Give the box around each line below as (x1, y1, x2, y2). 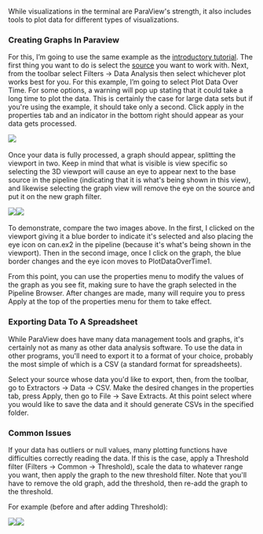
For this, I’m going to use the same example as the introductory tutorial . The (8, 53, 254, 62)
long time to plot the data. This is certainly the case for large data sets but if (8, 94, 254, 104)
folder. (8, 408, 29, 417)
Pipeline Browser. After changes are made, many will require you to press (8, 289, 246, 298)
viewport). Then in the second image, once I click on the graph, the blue (8, 249, 242, 258)
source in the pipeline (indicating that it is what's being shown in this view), (8, 176, 251, 185)
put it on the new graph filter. (8, 192, 102, 202)
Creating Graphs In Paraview (8, 35, 120, 45)
